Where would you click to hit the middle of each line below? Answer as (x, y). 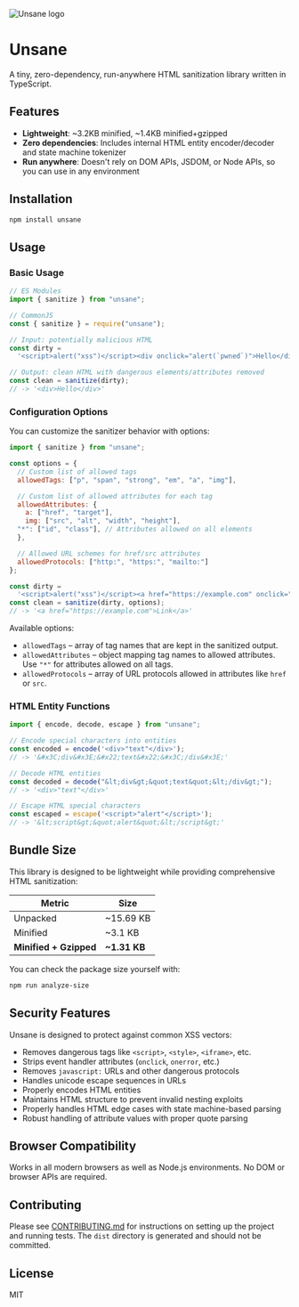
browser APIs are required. (58, 1177)
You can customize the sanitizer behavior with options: (109, 431)
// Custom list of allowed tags (77, 472)
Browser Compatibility (73, 1145)
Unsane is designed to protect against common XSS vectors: (121, 1035)
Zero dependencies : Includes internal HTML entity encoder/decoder (148, 142)
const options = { (43, 464)
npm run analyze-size (49, 985)
